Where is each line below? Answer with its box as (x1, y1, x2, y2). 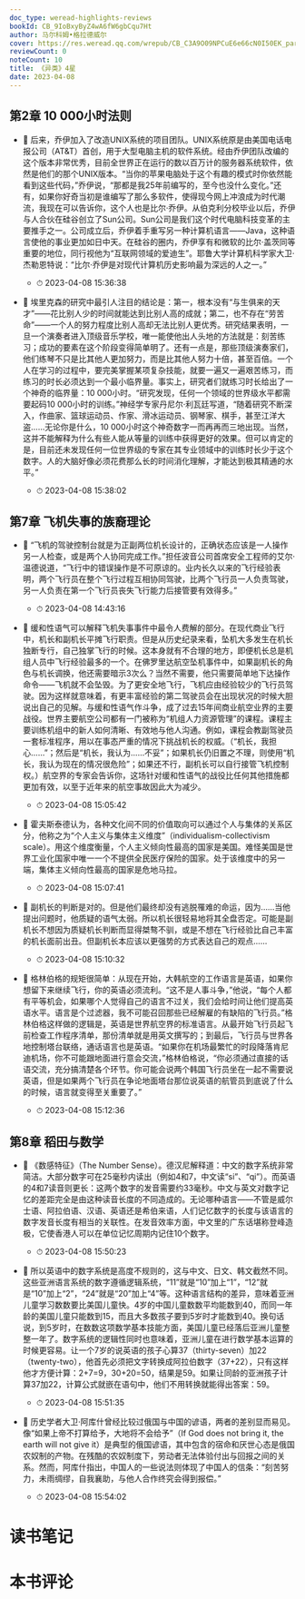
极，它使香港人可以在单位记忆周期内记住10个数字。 (22, 1228, 215, 1239)
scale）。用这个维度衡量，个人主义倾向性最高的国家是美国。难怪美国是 (22, 842, 286, 853)
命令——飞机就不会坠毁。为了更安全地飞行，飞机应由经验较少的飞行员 (22, 679, 286, 690)
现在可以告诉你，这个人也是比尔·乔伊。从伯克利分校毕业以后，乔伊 (46, 202, 296, 213)
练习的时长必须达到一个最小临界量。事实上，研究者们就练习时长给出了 (22, 376, 286, 387)
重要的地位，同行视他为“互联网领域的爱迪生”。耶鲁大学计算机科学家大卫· (22, 247, 295, 259)
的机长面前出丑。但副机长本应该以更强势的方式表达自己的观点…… (22, 936, 268, 947)
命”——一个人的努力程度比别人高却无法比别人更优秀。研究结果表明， (22, 319, 281, 330)
